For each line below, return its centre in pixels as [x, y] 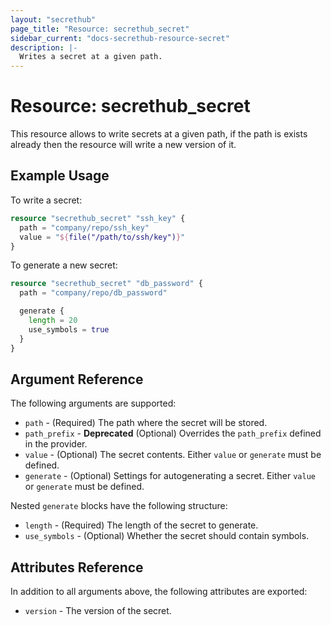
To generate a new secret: [64, 265]
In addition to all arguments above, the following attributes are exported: [159, 592]
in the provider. [56, 444]
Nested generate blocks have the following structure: [119, 506]
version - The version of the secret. [98, 611]
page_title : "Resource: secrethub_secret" [100, 29]
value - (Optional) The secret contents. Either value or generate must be [173, 455]
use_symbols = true [69, 329]
